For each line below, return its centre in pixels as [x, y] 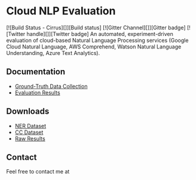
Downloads [28, 112]
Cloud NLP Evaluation [61, 11]
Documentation [36, 72]
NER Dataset [30, 126]
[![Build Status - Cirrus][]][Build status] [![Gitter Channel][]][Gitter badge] [96, 28]
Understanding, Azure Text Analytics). [53, 53]
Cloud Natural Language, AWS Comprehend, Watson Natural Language [94, 47]
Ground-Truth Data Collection [51, 86]
